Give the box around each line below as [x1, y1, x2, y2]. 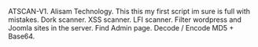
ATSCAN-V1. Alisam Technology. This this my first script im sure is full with [8, 7, 250, 16]
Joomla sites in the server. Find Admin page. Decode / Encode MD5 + [8, 23, 234, 32]
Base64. [8, 31, 35, 41]
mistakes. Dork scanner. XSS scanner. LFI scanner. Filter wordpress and [8, 15, 242, 24]
